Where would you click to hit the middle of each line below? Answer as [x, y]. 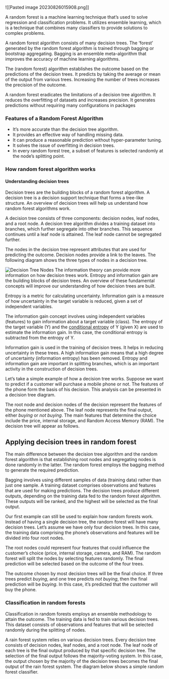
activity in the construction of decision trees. [52, 369]
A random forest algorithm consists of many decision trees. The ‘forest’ [79, 43]
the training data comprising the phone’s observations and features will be [82, 533]
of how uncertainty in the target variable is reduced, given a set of [74, 301]
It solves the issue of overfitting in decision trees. [64, 145]
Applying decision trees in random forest [71, 442]
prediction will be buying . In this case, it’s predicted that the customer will [81, 584]
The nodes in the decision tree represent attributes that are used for [76, 250]
